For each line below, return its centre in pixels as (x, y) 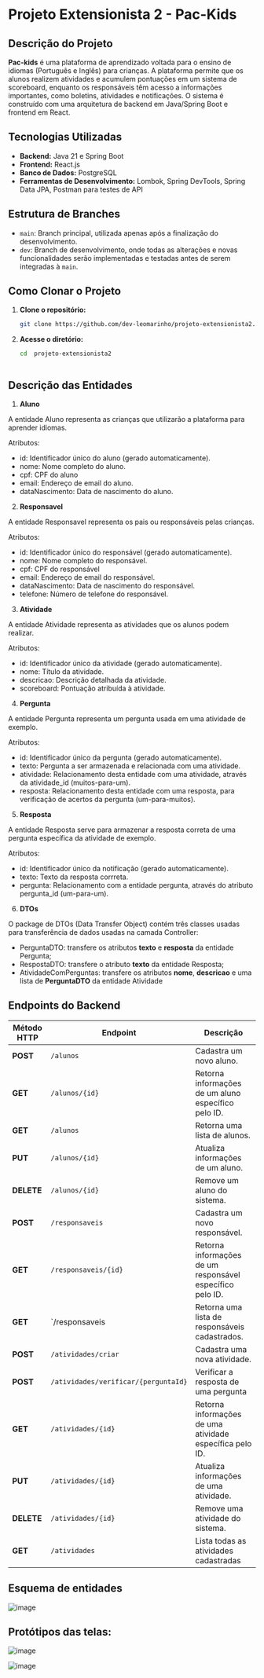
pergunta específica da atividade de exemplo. (82, 838)
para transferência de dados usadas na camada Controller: (103, 932)
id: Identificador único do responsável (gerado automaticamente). (126, 552)
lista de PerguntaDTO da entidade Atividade (91, 981)
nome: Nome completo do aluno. (72, 466)
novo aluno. (216, 1061)
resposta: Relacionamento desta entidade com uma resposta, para (127, 791)
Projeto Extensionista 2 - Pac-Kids (123, 15)
